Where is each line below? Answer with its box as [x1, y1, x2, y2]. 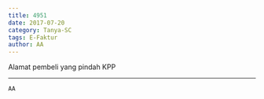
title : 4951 [8, 11, 47, 20]
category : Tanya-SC [8, 26, 72, 34]
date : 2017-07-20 [8, 19, 65, 27]
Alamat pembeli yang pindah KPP [8, 62, 116, 71]
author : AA [8, 41, 44, 49]
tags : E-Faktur [8, 33, 58, 42]
